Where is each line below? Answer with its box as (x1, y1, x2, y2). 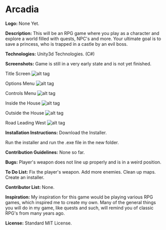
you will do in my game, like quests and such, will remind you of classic (5, 205, 154, 211)
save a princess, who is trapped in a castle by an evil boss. (5, 41, 128, 47)
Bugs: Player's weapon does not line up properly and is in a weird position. (5, 159, 161, 165)
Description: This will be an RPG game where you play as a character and (5, 30, 159, 36)
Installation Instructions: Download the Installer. (5, 129, 107, 136)
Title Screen (5, 70, 31, 77)
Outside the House (5, 110, 45, 116)
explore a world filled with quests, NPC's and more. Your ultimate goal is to (5, 36, 161, 42)
